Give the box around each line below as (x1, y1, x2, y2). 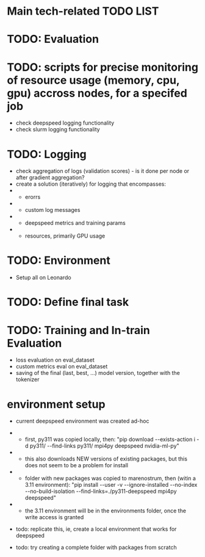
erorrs (24, 194, 41, 201)
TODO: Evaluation (7, 32, 99, 46)
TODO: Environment (7, 253, 110, 268)
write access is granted (24, 514, 84, 521)
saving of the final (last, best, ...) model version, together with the (15, 370, 181, 377)
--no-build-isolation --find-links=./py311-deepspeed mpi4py (24, 487, 177, 495)
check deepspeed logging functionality (15, 119, 115, 126)
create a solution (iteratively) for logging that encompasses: (15, 180, 167, 187)
